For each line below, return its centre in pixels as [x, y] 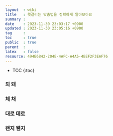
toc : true [21, 38]
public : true [21, 42]
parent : [15, 47]
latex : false [22, 51]
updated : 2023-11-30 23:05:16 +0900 [44, 28]
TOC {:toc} [23, 70]
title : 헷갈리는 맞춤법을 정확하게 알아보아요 [49, 14]
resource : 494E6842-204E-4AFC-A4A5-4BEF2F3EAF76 [56, 56]
